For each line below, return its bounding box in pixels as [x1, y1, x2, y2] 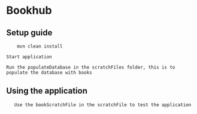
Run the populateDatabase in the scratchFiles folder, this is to [6, 64, 175, 70]
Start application [6, 54, 52, 60]
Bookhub [6, 4, 52, 17]
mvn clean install [17, 43, 63, 49]
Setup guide [6, 28, 53, 38]
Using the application [6, 86, 88, 96]
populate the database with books [6, 70, 93, 76]
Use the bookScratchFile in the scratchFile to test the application [14, 101, 192, 108]
